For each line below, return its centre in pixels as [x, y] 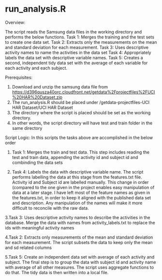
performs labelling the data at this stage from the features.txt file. [77, 177]
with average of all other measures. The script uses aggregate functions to [79, 267]
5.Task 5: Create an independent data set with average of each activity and [80, 257]
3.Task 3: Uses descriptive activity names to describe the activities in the [78, 217]
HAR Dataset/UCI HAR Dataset [43, 107]
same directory [27, 128]
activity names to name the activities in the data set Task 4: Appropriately [78, 52]
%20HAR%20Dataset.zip [37, 97]
